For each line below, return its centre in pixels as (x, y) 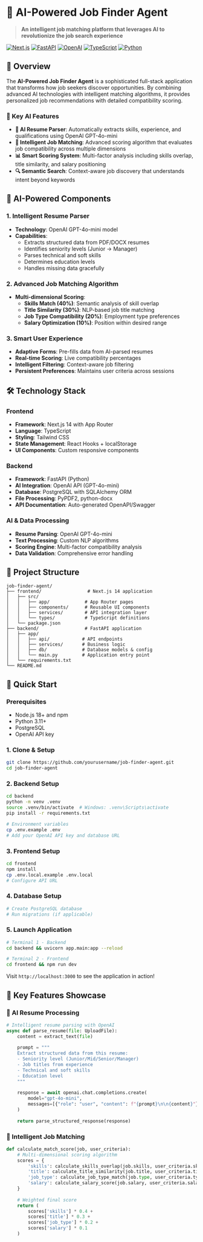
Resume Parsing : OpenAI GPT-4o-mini (64, 534)
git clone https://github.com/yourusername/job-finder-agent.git (90, 763)
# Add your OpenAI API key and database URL (63, 835)
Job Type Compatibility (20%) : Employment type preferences (102, 316)
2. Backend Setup (33, 784)
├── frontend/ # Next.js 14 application (79, 592)
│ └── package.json (34, 623)
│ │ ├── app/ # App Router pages (70, 602)
